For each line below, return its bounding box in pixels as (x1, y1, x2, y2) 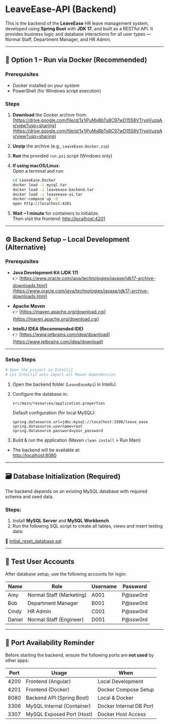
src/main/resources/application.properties (12, 400, 106, 406)
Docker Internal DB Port (97, 702, 153, 709)
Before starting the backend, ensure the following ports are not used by (5, 652, 154, 658)
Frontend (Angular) (26, 678, 71, 685)
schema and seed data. (5, 493, 54, 499)
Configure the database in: (12, 391, 68, 397)
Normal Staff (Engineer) (27, 616, 84, 623)
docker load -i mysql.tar (12, 182, 67, 187)
